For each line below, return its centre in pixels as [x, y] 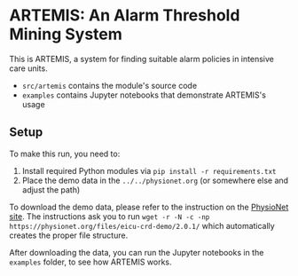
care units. [28, 68]
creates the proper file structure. [69, 235]
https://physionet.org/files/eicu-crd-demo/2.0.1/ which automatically [142, 225]
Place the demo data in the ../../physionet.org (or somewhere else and [155, 180]
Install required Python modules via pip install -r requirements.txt [149, 170]
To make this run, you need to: [65, 154]
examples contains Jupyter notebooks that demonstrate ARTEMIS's [144, 95]
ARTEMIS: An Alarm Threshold [125, 16]
